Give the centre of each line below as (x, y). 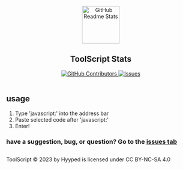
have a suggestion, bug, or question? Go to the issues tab (91, 141)
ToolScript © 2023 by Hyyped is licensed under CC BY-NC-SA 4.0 (88, 159)
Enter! (22, 126)
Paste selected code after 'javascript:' (62, 119)
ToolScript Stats (101, 59)
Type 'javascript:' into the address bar (62, 113)
